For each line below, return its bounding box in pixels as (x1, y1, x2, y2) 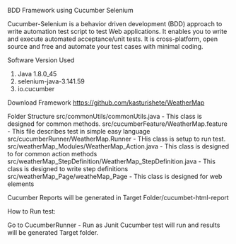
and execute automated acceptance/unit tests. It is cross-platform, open (7, 35, 218, 43)
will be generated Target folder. (7, 228, 99, 236)
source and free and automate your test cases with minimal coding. (7, 42, 203, 50)
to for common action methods (7, 150, 98, 158)
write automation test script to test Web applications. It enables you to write (7, 28, 228, 35)
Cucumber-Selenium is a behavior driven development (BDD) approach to (7, 20, 223, 28)
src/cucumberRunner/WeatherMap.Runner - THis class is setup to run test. (7, 134, 226, 143)
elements (7, 180, 35, 188)
